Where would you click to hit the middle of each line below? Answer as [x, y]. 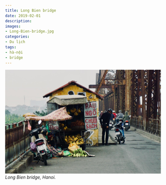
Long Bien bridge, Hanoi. [30, 177]
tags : [11, 47]
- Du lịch [15, 42]
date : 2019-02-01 [23, 16]
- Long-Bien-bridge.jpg [30, 31]
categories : [17, 37]
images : [13, 26]
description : [19, 21]
